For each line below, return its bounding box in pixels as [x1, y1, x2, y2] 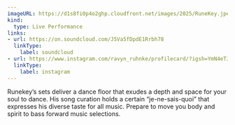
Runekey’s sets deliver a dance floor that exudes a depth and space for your [7, 87, 227, 96]
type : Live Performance [13, 23, 83, 30]
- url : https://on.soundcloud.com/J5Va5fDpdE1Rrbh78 [7, 36, 164, 43]
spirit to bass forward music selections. [7, 109, 121, 118]
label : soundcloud [20, 49, 73, 56]
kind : [7, 17, 23, 24]
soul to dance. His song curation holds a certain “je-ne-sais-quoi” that [7, 94, 210, 103]
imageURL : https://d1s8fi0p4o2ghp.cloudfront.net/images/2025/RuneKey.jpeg [7, 10, 233, 17]
